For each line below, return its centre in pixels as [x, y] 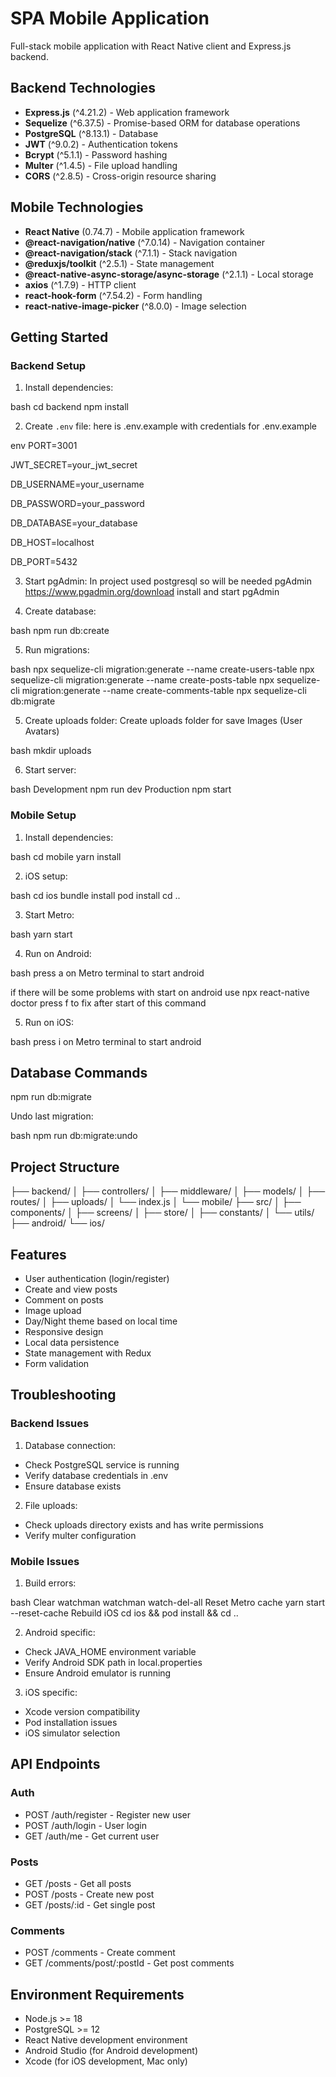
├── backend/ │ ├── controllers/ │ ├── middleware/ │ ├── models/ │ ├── [168, 1191]
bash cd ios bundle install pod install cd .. [95, 895]
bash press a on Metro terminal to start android [107, 973]
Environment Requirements [97, 1994]
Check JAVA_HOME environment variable [110, 1651]
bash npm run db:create [60, 631]
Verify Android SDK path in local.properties [113, 1662]
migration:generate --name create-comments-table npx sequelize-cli [164, 691]
